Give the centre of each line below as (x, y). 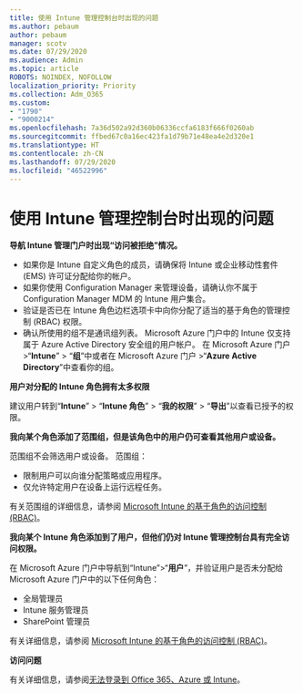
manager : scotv (38, 43)
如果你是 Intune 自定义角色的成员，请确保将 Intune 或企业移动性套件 (151, 264)
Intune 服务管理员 (56, 610)
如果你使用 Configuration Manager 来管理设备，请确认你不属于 (140, 287)
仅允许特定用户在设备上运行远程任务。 (94, 487)
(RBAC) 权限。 (60, 322)
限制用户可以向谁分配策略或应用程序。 (94, 476)
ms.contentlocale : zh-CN (56, 153)
